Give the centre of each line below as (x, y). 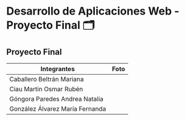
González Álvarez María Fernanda (58, 109)
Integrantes (58, 69)
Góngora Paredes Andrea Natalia (56, 99)
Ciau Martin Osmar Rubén (46, 89)
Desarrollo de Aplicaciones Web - (93, 11)
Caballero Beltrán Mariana (47, 79)
